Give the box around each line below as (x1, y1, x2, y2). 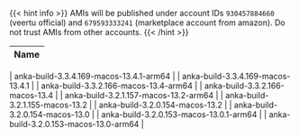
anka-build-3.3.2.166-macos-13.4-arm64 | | (41, 80, 203, 91)
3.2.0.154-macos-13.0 (9, 109, 90, 120)
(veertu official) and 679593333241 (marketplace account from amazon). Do (9, 17, 285, 28)
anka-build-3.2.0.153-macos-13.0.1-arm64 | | (101, 109, 267, 120)
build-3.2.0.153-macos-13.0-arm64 (9, 119, 140, 129)
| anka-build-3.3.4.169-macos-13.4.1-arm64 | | (9, 71, 180, 81)
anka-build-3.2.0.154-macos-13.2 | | (98, 99, 232, 110)
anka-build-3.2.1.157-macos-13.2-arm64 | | (64, 90, 223, 100)
